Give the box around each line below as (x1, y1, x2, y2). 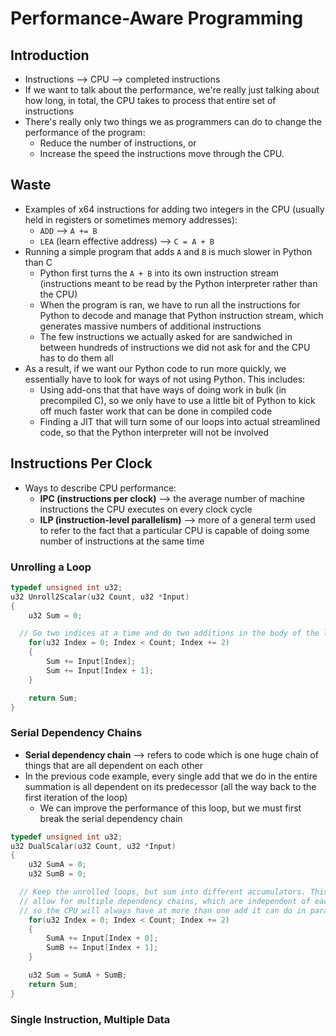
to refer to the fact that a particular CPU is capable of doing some (39, 524, 310, 536)
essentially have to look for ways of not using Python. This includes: (24, 373, 306, 385)
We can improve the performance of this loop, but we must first (39, 802, 302, 814)
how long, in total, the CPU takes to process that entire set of (24, 95, 277, 106)
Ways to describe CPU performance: (24, 482, 177, 494)
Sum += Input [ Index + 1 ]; (46, 665, 155, 676)
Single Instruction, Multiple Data (10, 1012, 171, 1026)
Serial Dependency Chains (10, 726, 143, 740)
